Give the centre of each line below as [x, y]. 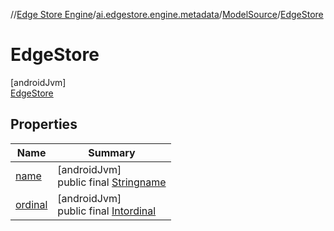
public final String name [112, 182]
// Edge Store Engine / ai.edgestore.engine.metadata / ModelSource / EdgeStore [167, 14]
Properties [44, 124]
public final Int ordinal [107, 211]
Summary [112, 152]
